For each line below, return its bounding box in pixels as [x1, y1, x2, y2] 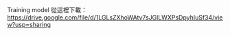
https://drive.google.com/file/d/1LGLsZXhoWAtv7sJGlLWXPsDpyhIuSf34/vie [7, 13, 223, 22]
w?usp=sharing [7, 21, 51, 28]
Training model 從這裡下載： [7, 6, 87, 13]
